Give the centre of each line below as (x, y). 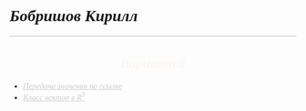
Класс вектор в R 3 (54, 97)
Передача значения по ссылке (72, 87)
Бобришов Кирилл (74, 16)
